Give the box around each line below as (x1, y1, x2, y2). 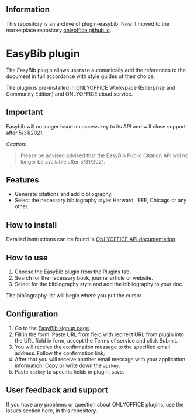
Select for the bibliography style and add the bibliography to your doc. (14, 281, 184, 287)
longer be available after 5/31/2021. (20, 158, 106, 165)
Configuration (6, 309, 58, 319)
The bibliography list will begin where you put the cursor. (6, 292, 143, 299)
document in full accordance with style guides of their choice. (6, 73, 155, 80)
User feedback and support (6, 385, 108, 395)
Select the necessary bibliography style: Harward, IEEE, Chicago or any (14, 197, 187, 204)
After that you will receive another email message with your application (14, 355, 186, 363)
